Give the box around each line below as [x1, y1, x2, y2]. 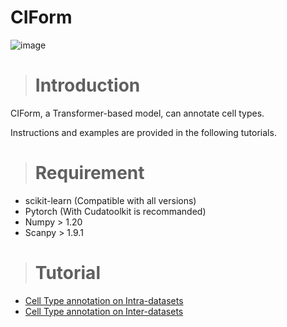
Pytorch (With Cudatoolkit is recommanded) [24, 205, 207, 217]
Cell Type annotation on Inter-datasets [24, 305, 184, 317]
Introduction [34, 74, 141, 97]
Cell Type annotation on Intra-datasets [24, 294, 184, 306]
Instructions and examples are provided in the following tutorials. [10, 126, 277, 138]
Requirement [34, 162, 145, 185]
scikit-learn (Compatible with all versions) [24, 194, 197, 206]
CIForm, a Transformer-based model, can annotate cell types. [10, 107, 265, 119]
